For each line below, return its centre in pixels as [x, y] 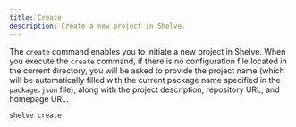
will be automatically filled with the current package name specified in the [145, 80]
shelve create [36, 115]
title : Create [36, 17]
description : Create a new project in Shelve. [97, 26]
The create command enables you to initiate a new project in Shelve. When [148, 51]
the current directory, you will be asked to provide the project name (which [147, 70]
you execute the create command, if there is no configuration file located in [148, 61]
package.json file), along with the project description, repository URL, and [144, 89]
